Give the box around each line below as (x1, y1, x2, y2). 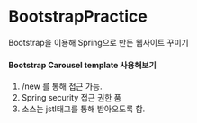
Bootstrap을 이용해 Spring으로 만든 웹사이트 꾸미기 (8, 37, 190, 48)
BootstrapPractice (8, 6, 148, 27)
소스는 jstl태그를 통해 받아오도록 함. (21, 103, 146, 114)
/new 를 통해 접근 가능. (21, 81, 103, 92)
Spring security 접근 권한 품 (21, 92, 122, 103)
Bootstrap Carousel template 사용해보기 (8, 59, 157, 70)
